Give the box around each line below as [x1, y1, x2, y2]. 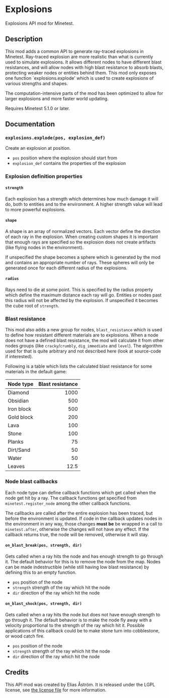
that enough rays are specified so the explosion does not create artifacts [5, 239, 156, 245]
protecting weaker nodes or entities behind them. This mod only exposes [5, 70, 157, 76]
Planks [8, 438, 24, 445]
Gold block [8, 414, 34, 421]
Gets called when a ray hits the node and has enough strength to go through [5, 553, 163, 559]
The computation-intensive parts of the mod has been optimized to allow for [5, 90, 163, 96]
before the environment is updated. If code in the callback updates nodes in [5, 515, 162, 521]
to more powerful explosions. [5, 206, 66, 212]
